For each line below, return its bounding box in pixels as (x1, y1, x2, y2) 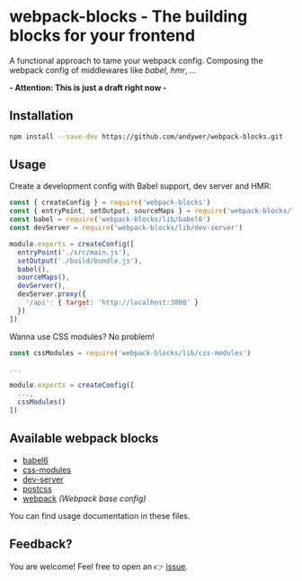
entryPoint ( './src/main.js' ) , (17, 247, 130, 257)
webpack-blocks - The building (9, 6, 248, 27)
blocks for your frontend (9, 25, 196, 46)
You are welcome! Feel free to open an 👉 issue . (9, 560, 189, 572)
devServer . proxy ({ (17, 290, 87, 299)
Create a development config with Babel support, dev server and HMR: (9, 181, 272, 192)
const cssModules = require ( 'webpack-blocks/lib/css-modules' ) (9, 348, 252, 357)
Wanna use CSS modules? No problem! (9, 331, 155, 342)
